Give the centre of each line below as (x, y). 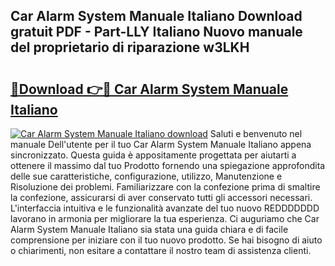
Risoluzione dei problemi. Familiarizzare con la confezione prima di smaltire (165, 187)
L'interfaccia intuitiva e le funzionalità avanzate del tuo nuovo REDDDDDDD (165, 208)
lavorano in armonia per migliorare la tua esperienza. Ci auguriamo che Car (165, 218)
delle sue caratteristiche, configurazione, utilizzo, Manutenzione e (146, 176)
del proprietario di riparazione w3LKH (130, 47)
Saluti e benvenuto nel (256, 133)
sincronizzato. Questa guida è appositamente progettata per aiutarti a (153, 155)
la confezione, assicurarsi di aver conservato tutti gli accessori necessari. (161, 197)
